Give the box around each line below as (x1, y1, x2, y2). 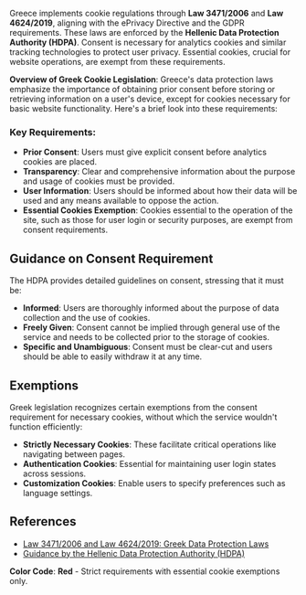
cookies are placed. (22, 156, 98, 167)
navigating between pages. (22, 448, 126, 460)
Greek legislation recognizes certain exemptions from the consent (9, 401, 258, 412)
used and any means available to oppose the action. (22, 196, 219, 207)
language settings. (22, 487, 93, 498)
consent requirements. (22, 224, 109, 236)
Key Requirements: (9, 125, 96, 138)
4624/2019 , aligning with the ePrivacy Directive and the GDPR (9, 17, 245, 28)
